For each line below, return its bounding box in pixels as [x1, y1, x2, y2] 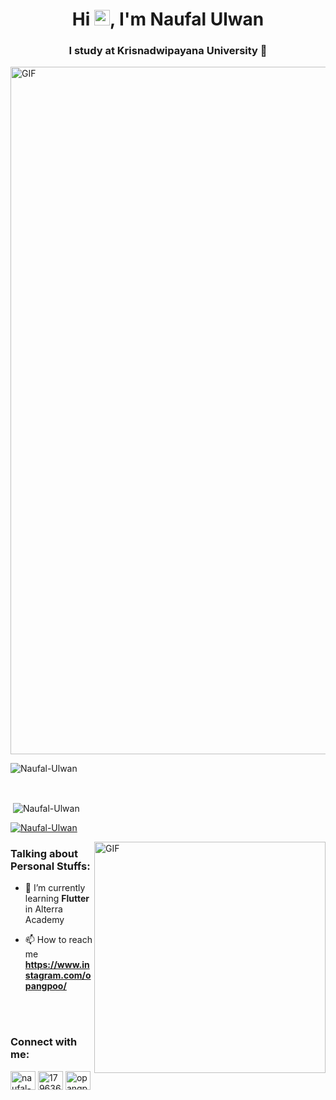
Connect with [10, 1035, 78, 1049]
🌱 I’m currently [24, 882, 86, 894]
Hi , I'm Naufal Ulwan [71, 8, 265, 31]
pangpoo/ [24, 980, 67, 992]
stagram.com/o [24, 969, 92, 982]
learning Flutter [24, 893, 90, 905]
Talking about [10, 847, 78, 861]
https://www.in [24, 959, 90, 971]
